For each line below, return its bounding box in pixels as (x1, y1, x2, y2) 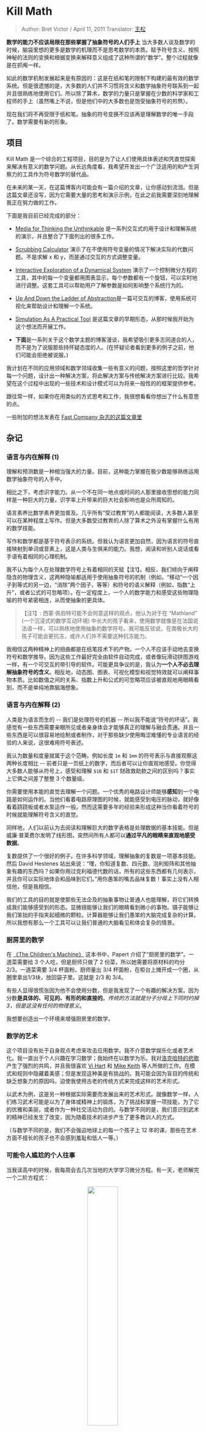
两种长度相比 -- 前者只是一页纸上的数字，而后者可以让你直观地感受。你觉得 (6, 759, 197, 767)
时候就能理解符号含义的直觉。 (6, 811, 81, 818)
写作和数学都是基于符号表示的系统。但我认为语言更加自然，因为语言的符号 (6, 537, 194, 545)
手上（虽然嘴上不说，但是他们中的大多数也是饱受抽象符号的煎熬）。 (22, 97, 191, 105)
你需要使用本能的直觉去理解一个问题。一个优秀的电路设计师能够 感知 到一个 (6, 787, 194, 795)
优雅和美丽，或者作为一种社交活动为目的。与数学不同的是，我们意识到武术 (11, 1106, 199, 1113)
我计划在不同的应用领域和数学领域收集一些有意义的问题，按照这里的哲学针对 (6, 364, 199, 371)
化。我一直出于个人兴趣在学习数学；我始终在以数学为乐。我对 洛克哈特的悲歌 (6, 1055, 199, 1062)
